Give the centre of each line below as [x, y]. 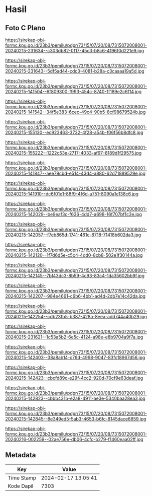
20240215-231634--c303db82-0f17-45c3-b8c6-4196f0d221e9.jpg [75, 51]
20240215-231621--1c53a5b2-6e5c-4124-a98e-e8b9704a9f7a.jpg [74, 337]
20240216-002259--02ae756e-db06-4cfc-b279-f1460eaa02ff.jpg [74, 439]
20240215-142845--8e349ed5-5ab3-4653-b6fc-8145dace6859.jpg [76, 419]
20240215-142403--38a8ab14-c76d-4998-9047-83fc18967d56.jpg [75, 358]
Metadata [21, 455]
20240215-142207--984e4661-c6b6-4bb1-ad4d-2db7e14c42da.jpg [75, 296]
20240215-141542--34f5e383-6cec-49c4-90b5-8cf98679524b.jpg [75, 112]
